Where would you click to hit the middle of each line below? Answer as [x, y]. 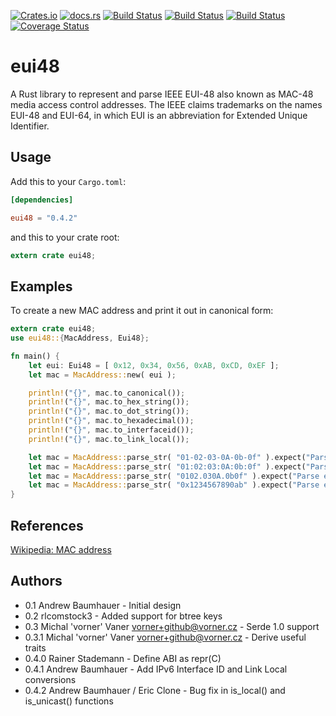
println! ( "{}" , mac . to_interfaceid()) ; [111, 430]
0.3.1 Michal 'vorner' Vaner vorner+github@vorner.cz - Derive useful [165, 637]
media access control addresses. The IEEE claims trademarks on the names [166, 104]
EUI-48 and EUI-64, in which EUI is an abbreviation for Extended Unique [159, 115]
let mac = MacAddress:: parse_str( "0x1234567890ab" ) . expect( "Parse [174, 485]
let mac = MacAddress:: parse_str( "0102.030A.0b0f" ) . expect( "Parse [174, 476]
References [47, 525]
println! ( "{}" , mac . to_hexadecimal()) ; [111, 421]
